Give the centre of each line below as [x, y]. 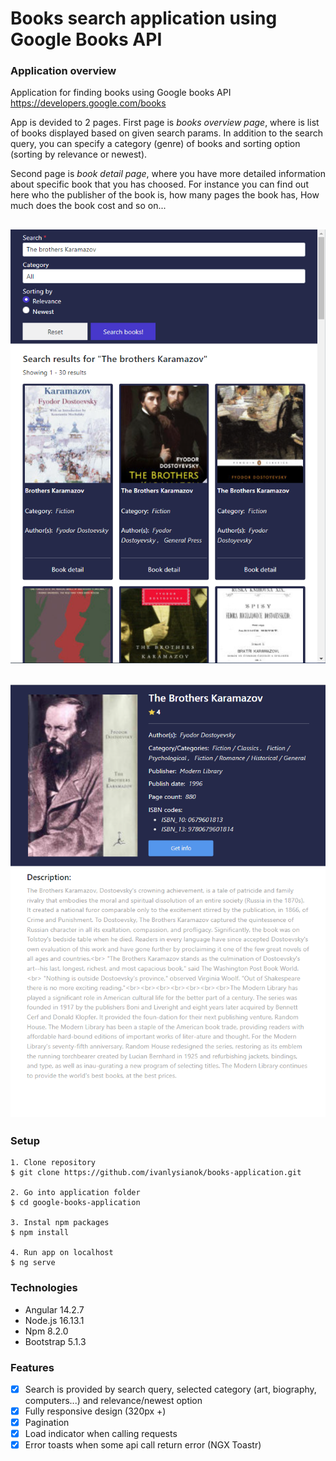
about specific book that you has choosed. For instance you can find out [159, 184]
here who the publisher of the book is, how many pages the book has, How [165, 195]
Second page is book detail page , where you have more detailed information [168, 174]
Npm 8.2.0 [46, 1331]
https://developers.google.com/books [88, 103]
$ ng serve [33, 1263]
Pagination [47, 1423]
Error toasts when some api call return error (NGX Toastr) [143, 1445]
